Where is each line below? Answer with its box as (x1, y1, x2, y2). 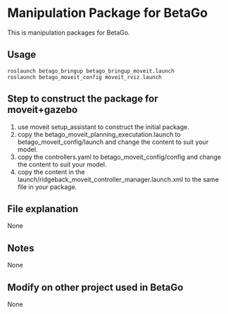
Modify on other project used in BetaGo (7, 281, 184, 294)
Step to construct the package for (7, 93, 158, 105)
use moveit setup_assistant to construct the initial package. (17, 122, 190, 131)
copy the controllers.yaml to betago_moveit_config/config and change (17, 152, 222, 161)
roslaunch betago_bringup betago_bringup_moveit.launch (7, 67, 175, 75)
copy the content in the (17, 167, 85, 176)
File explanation (7, 203, 79, 215)
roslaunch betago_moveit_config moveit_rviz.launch (7, 73, 162, 80)
